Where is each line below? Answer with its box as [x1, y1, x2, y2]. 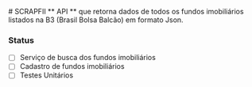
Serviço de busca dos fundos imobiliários [19, 53, 157, 62]
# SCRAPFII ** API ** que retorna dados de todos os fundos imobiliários [8, 7, 244, 16]
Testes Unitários [19, 70, 74, 80]
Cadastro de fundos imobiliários [19, 62, 125, 71]
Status [8, 35, 34, 46]
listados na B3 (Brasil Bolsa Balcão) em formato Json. [8, 15, 184, 25]
